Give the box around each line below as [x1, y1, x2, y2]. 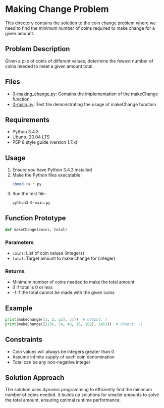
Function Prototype [5, 214, 66, 223]
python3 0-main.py [12, 200, 51, 205]
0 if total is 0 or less [12, 284, 53, 291]
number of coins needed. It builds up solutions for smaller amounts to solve [5, 392, 160, 398]
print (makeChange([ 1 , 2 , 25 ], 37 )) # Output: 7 [5, 317, 108, 322]
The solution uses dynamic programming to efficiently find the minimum [5, 387, 152, 393]
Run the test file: [12, 191, 46, 197]
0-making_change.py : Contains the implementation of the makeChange [12, 91, 159, 97]
